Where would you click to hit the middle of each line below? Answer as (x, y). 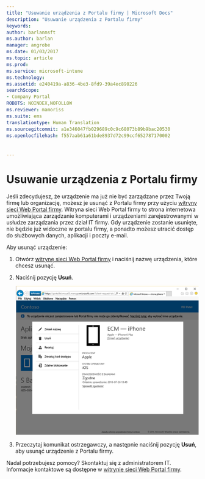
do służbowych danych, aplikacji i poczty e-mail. (67, 235)
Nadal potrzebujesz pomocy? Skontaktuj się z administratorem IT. (89, 462)
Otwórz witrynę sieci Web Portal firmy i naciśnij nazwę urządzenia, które (106, 259)
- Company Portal (28, 97)
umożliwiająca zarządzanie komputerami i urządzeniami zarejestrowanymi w (103, 216)
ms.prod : (17, 64)
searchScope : (23, 91)
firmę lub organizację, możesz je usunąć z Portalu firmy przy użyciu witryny (102, 202)
